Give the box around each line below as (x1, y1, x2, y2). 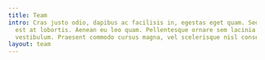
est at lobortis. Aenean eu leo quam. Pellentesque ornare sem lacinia (15, 26, 256, 34)
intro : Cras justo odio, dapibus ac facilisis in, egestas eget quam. (8, 19, 245, 26)
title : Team (8, 11, 47, 19)
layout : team (8, 41, 51, 48)
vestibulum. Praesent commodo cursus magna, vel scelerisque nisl (15, 33, 238, 41)
